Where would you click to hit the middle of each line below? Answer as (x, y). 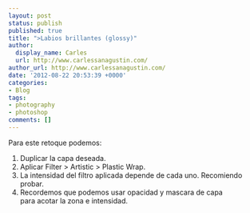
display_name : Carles (52, 53)
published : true (35, 30)
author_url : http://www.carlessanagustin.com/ (87, 68)
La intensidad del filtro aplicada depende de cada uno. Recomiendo (131, 175)
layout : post (30, 16)
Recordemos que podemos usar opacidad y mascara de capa (121, 192)
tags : (17, 98)
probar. (32, 183)
